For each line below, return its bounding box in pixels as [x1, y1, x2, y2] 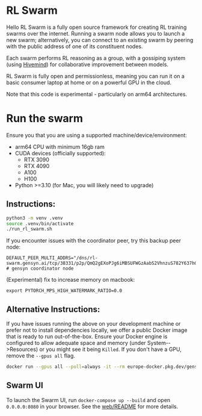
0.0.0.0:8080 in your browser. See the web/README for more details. [6, 403, 179, 410]
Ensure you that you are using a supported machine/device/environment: [6, 131, 188, 138]
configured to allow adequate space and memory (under [6, 340, 146, 347]
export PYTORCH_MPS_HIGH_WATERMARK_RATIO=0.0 [6, 288, 122, 294]
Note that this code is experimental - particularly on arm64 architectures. [6, 90, 188, 98]
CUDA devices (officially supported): [14, 149, 106, 157]
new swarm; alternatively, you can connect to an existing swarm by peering [6, 36, 194, 43]
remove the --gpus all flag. [6, 352, 75, 359]
